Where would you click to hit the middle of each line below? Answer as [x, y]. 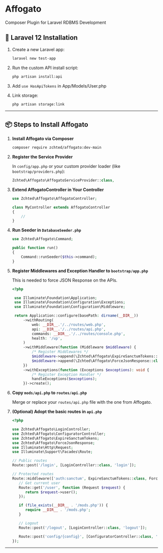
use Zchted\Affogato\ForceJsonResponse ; [53, 443]
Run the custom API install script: [45, 68]
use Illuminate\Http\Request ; [43, 447]
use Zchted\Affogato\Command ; [43, 239]
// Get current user [40, 483]
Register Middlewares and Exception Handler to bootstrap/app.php [80, 270]
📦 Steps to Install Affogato [47, 124]
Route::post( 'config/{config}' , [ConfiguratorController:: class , [86, 536]
